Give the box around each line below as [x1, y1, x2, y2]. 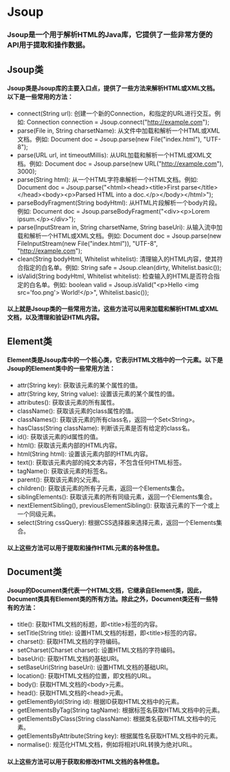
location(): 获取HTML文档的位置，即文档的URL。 [16, 672, 155, 680]
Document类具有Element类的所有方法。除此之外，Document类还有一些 [7, 595, 212, 603]
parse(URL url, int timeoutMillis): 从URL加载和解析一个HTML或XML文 [16, 150, 212, 159]
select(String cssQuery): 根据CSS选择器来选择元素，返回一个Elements [16, 518, 216, 526]
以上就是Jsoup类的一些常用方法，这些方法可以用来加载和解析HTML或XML [7, 305, 219, 313]
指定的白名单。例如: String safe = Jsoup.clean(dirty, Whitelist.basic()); [23, 263, 222, 271]
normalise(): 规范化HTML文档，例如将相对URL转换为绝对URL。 [16, 740, 196, 749]
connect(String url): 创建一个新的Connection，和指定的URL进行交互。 [16, 109, 215, 117]
